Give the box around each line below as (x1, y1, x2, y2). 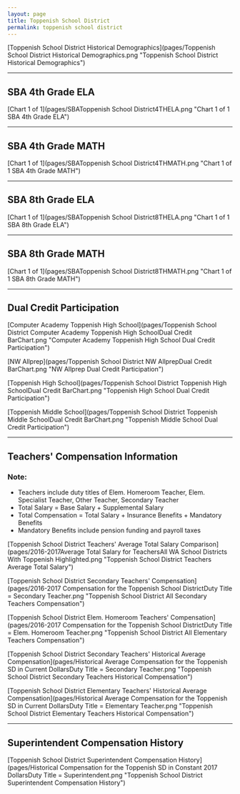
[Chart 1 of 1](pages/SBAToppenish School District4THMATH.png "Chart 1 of (7, 159, 232, 167)
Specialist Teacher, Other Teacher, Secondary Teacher (17, 496, 179, 505)
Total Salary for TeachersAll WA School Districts (86, 547, 227, 556)
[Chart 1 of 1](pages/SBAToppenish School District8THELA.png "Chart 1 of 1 (7, 212, 230, 222)
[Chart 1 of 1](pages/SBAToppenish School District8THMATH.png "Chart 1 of (7, 267, 232, 275)
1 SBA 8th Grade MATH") (7, 274, 81, 283)
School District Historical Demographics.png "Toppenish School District (7, 51, 219, 59)
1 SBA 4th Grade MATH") (7, 167, 81, 175)
